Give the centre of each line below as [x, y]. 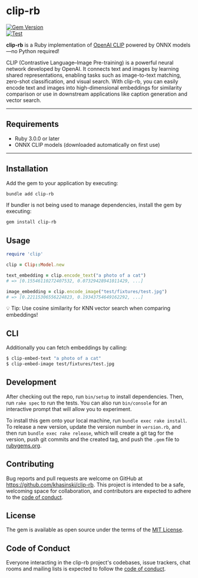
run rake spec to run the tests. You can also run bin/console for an [87, 403]
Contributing [30, 464]
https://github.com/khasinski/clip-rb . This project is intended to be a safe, [96, 484]
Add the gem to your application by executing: [62, 183]
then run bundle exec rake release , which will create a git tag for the [90, 433]
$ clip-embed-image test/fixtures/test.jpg [60, 364]
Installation [27, 169]
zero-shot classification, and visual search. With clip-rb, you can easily [92, 81]
